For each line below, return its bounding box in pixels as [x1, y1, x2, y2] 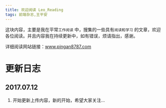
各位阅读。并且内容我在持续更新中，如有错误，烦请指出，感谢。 [5, 33, 138, 39]
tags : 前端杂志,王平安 [5, 12, 48, 17]
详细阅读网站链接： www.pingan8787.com [5, 43, 92, 49]
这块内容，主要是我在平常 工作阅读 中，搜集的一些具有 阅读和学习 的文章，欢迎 [5, 26, 161, 33]
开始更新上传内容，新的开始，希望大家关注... [12, 97, 105, 103]
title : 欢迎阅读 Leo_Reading [5, 7, 64, 13]
